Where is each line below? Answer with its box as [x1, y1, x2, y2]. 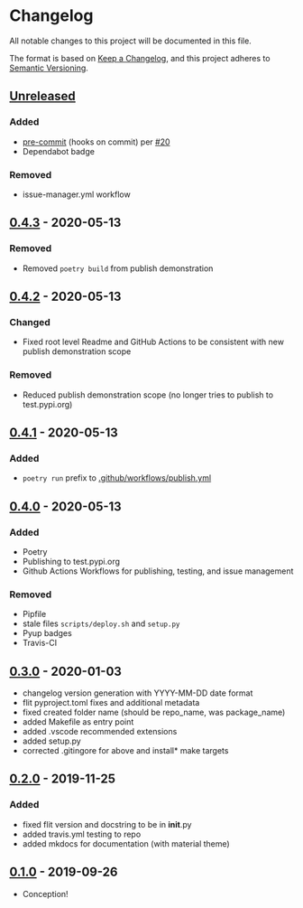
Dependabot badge [22, 145, 95, 156]
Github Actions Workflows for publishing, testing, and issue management [22, 566, 294, 576]
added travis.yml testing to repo [22, 828, 142, 839]
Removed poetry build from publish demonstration [22, 263, 214, 274]
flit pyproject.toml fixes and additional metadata [22, 697, 200, 708]
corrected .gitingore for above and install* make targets [22, 745, 229, 756]
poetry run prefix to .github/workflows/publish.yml [22, 473, 212, 483]
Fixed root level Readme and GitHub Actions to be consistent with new [22, 336, 284, 348]
